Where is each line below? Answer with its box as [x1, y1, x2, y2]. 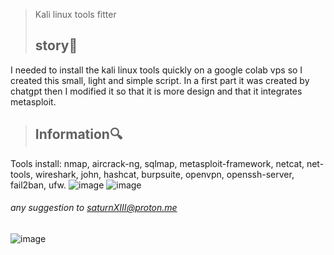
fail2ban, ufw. [10, 179, 67, 191]
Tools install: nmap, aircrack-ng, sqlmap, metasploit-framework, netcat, [10, 157, 305, 169]
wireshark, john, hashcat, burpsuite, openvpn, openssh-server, [34, 168, 295, 180]
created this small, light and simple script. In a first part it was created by [10, 74, 310, 86]
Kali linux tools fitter [34, 9, 117, 20]
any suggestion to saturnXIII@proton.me [10, 202, 178, 214]
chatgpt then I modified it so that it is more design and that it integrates [10, 85, 303, 97]
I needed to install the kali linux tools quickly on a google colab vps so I [10, 64, 303, 76]
